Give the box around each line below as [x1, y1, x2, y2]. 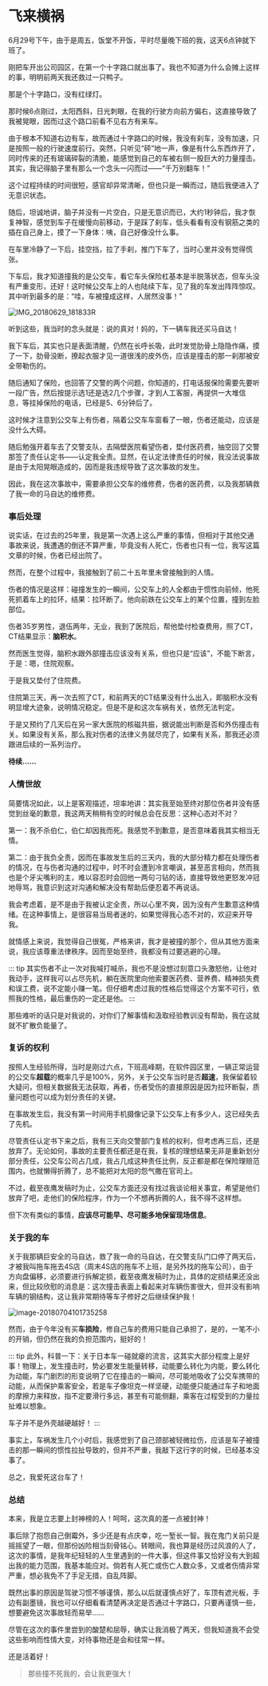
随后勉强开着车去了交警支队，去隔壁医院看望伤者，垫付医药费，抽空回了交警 [8, 442, 260, 451]
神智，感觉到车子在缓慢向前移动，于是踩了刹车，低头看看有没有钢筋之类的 [14, 217, 260, 226]
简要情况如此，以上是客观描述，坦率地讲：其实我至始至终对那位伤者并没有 [8, 798, 253, 808]
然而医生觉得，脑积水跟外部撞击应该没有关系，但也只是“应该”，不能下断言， [8, 649, 259, 659]
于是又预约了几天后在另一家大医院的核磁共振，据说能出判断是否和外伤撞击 [8, 719, 253, 729]
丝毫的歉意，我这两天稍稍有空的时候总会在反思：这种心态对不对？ [22, 808, 239, 818]
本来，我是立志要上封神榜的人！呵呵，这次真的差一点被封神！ [8, 1514, 211, 1524]
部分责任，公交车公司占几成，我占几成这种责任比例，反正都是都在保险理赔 [8, 1155, 253, 1165]
